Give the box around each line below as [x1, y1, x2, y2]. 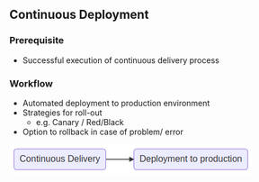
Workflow [9, 77, 54, 89]
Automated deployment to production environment [22, 97, 210, 108]
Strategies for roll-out [22, 107, 103, 118]
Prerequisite [9, 34, 65, 47]
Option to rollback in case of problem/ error [22, 126, 184, 137]
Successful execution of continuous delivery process [22, 54, 220, 66]
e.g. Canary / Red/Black [35, 116, 124, 127]
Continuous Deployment [9, 7, 149, 23]
